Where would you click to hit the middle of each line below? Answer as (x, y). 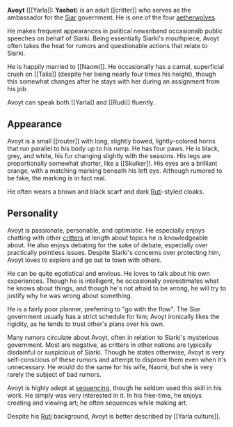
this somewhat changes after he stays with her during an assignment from (114, 81)
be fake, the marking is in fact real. (57, 178)
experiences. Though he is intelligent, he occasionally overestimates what (113, 281)
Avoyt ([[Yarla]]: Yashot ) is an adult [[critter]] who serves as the (99, 10)
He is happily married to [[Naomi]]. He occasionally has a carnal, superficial (116, 67)
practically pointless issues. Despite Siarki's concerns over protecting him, (114, 252)
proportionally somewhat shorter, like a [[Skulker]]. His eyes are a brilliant (112, 163)
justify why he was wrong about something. (70, 295)
